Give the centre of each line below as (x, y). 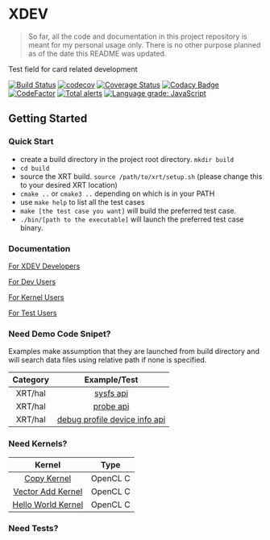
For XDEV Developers (44, 266)
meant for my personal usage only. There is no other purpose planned (144, 44)
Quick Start (31, 142)
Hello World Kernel (48, 505)
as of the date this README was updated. (97, 53)
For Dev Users (32, 281)
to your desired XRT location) (69, 185)
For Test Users (33, 313)
